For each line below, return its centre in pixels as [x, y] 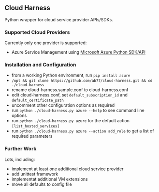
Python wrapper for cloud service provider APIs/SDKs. [59, 19]
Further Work [21, 149]
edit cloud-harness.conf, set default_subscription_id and [69, 95]
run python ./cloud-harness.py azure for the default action [71, 121]
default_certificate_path [37, 101]
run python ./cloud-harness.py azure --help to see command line [78, 111]
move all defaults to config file [42, 184]
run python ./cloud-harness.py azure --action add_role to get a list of [83, 131]
